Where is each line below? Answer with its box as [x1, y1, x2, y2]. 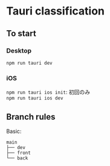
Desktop [6, 46, 32, 55]
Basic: [6, 127, 22, 135]
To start [6, 28, 36, 39]
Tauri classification [6, 4, 105, 18]
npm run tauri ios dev [6, 95, 63, 101]
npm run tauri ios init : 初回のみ [6, 89, 91, 96]
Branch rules [6, 112, 56, 122]
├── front [6, 150, 31, 156]
